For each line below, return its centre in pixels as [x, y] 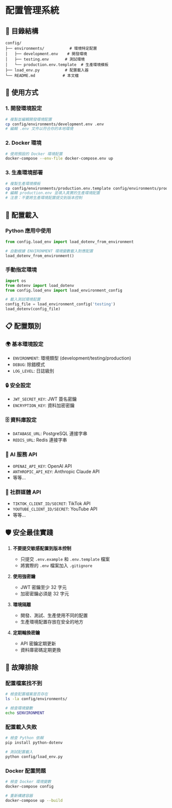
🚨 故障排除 [22, 668]
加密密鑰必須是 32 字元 [45, 593]
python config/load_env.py [34, 757]
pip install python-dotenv [34, 743]
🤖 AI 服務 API [21, 455]
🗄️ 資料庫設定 [21, 420]
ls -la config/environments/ [36, 699]
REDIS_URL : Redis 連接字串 [40, 440]
